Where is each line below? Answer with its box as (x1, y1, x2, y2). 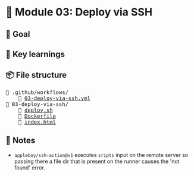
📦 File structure (5, 70, 67, 80)
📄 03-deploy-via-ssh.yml (18, 95, 90, 102)
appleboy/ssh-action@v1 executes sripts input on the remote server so (14, 151, 189, 158)
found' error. (14, 164, 45, 171)
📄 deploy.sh (18, 106, 53, 114)
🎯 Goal (5, 29, 30, 39)
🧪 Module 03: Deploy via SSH (5, 5, 153, 19)
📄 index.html (18, 118, 56, 125)
